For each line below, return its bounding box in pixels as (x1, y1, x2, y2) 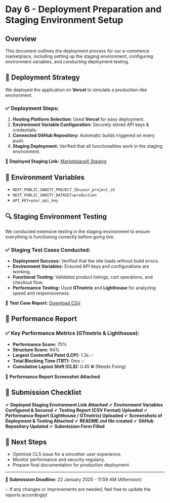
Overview (5, 34, 37, 43)
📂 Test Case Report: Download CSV (5, 300, 81, 306)
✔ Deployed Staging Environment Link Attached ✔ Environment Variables (5, 401, 163, 408)
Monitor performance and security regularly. (12, 456, 105, 463)
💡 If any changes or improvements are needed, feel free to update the (5, 486, 151, 492)
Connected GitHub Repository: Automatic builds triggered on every (12, 133, 155, 139)
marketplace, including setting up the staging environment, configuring (5, 53, 153, 59)
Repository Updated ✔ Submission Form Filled (5, 423, 105, 429)
